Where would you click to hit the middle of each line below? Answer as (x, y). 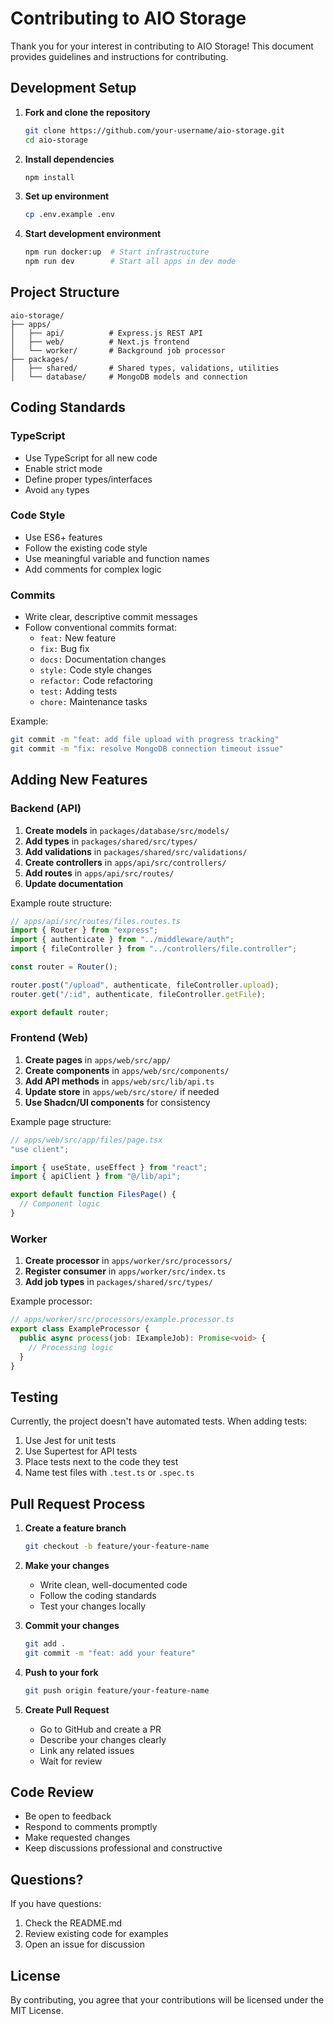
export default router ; (60, 1012)
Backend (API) (46, 809)
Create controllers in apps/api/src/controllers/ (125, 862)
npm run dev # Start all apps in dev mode (130, 262)
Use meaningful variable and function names (117, 558)
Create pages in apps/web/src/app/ (98, 1059)
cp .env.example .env (69, 215)
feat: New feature (78, 638)
